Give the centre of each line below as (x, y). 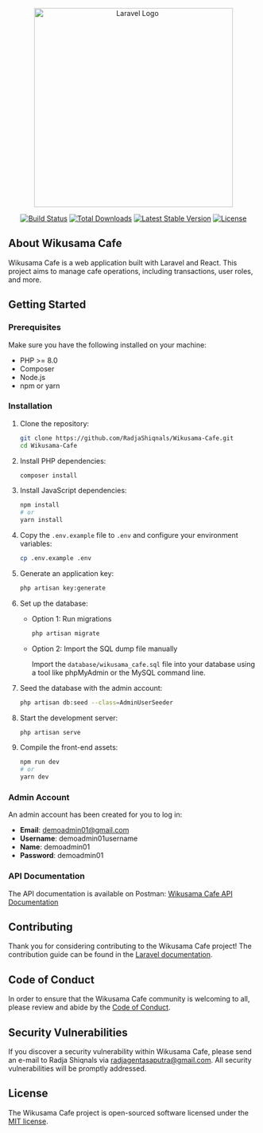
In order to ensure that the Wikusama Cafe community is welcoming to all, (129, 999)
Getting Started (47, 305)
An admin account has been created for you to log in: (95, 815)
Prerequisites (35, 327)
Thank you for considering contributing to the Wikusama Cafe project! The (130, 946)
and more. (25, 280)
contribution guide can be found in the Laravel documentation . (110, 955)
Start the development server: (69, 718)
